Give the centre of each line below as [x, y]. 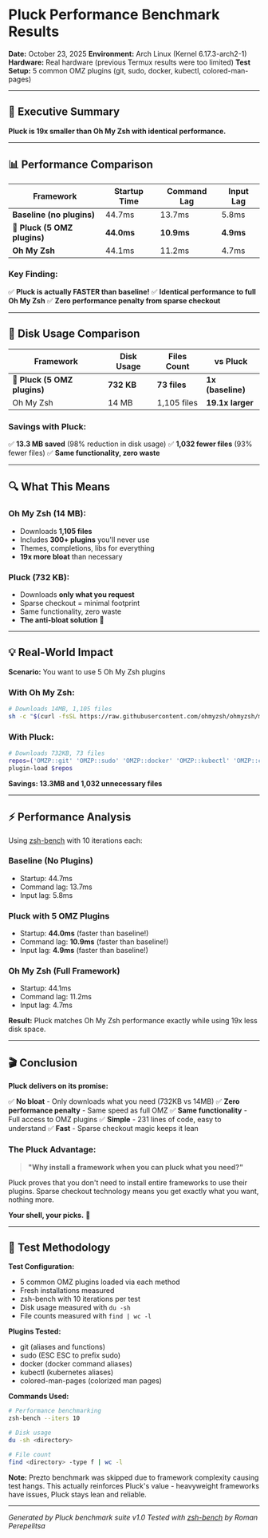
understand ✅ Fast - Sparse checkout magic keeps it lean [104, 1129]
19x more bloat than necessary [71, 556]
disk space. [27, 1029]
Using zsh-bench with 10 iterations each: [75, 840]
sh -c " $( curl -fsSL [43, 716]
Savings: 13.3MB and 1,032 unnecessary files [85, 783]
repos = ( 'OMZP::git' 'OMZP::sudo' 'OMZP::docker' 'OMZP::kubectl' [119, 761]
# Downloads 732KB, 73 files [57, 753]
